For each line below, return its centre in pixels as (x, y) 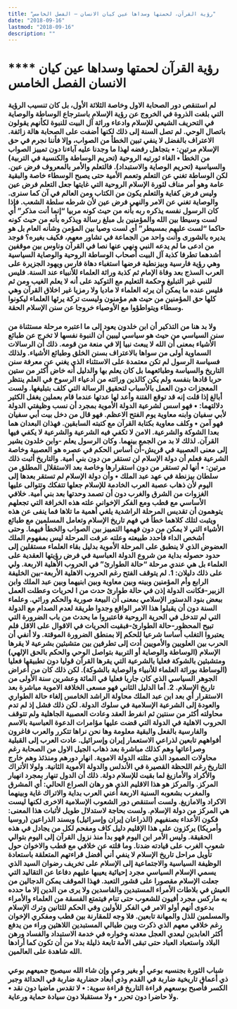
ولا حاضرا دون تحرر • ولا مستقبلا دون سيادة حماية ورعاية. (93, 997)
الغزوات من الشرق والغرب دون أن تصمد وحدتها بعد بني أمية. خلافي (108, 494)
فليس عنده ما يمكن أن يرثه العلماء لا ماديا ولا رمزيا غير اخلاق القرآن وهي (116, 290)
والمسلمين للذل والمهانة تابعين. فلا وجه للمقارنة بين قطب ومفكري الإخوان (119, 916)
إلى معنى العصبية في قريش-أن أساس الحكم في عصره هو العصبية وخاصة (118, 450)
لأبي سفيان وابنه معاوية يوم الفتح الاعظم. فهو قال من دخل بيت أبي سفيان (117, 415)
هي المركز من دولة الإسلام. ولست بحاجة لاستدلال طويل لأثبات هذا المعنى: (118, 810)
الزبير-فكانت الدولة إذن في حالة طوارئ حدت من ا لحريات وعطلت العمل (116, 591)
